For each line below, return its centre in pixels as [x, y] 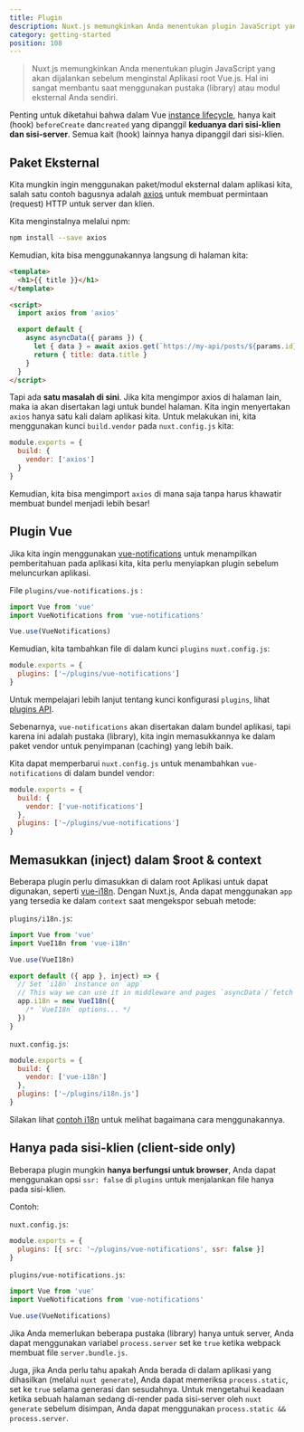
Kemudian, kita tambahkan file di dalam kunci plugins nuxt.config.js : [140, 649]
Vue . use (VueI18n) [42, 960]
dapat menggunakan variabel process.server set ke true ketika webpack [145, 1343]
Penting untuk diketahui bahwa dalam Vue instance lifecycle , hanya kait [142, 115]
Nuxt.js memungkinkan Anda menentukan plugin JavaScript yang [153, 69]
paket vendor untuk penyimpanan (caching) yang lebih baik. [121, 745]
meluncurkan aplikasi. [50, 573]
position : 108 [36, 43]
